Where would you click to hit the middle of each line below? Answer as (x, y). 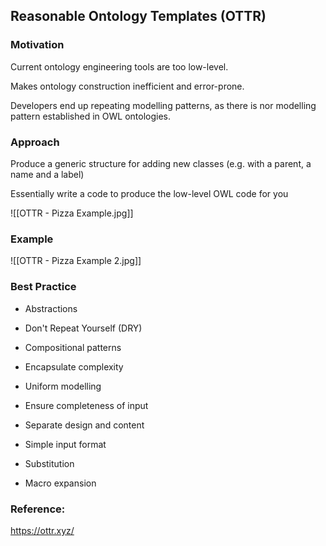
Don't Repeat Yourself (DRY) (83, 328)
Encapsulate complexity (74, 366)
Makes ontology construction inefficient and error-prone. (127, 86)
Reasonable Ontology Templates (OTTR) (138, 16)
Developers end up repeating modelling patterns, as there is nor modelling (163, 105)
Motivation (37, 45)
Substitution (49, 463)
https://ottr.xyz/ (42, 530)
